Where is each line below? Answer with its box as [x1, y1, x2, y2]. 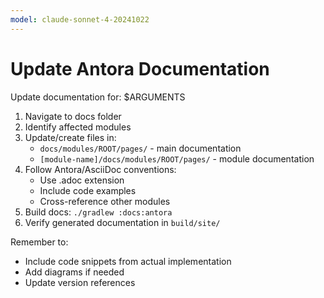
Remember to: [10, 236, 69, 248]
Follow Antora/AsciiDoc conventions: [24, 163, 177, 175]
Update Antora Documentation [10, 57, 270, 80]
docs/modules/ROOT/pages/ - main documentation [39, 142, 242, 154]
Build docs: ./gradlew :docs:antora [24, 206, 173, 218]
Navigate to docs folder [24, 110, 122, 122]
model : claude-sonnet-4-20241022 [10, 14, 150, 25]
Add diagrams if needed [24, 266, 125, 278]
